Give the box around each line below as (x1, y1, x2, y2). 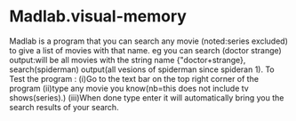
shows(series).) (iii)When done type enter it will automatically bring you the (9, 92, 284, 103)
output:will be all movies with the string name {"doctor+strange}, (9, 54, 246, 65)
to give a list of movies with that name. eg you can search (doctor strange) (9, 44, 282, 55)
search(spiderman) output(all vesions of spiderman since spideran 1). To (9, 64, 275, 75)
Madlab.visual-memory (9, 6, 187, 27)
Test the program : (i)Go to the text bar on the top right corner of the (9, 73, 260, 84)
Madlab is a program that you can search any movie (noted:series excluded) (9, 36, 289, 46)
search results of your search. (9, 101, 119, 112)
